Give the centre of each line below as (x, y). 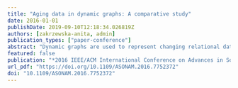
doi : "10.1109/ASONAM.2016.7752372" (61, 73)
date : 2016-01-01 (33, 21)
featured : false (31, 54)
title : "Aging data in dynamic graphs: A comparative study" (100, 14)
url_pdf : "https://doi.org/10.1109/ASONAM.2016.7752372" (93, 67)
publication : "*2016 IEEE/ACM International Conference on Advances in (115, 60)
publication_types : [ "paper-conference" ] (69, 40)
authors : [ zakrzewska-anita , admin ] (61, 34)
